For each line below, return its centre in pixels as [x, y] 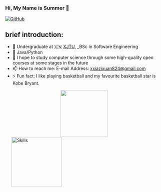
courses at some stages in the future [50, 63]
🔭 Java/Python [27, 52]
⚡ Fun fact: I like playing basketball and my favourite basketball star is [84, 76]
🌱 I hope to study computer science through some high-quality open [83, 57]
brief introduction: [34, 34]
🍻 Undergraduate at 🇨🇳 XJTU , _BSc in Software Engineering [75, 46]
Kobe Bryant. [26, 83]
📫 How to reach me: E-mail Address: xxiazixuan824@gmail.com [79, 68]
